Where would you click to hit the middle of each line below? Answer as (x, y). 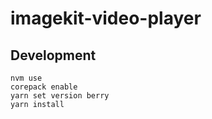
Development (53, 55)
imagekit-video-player (106, 18)
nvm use (26, 78)
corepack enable (44, 87)
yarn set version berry (60, 96)
